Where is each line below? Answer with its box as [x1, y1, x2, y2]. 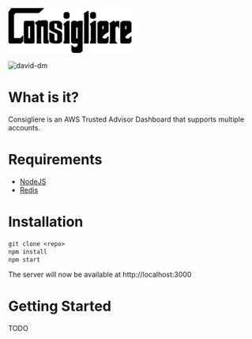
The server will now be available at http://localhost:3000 [8, 269, 192, 279]
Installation [8, 213, 84, 231]
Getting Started [8, 297, 112, 315]
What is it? [8, 89, 80, 107]
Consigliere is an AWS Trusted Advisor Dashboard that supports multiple [8, 115, 245, 124]
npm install [8, 247, 47, 256]
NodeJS [19, 176, 47, 186]
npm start [8, 255, 41, 264]
